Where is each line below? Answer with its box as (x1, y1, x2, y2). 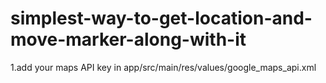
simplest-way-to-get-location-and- (10, 7, 313, 30)
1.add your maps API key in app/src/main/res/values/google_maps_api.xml (10, 61, 317, 73)
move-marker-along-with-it (10, 28, 247, 51)
